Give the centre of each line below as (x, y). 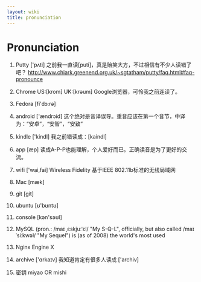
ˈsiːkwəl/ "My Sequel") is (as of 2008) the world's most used (90, 235)
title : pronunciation (34, 18)
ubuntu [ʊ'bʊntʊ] (37, 206)
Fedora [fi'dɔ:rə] (36, 104)
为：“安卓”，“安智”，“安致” (49, 124)
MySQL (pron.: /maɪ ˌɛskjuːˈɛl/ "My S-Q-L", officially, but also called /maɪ (105, 229)
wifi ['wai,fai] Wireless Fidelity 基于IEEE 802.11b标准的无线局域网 (95, 170)
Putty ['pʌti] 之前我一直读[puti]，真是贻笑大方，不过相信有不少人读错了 (104, 65)
